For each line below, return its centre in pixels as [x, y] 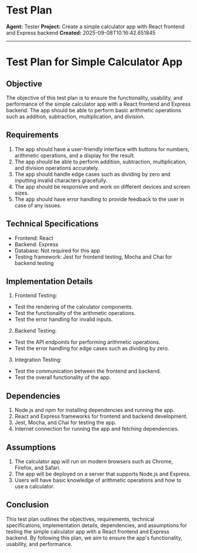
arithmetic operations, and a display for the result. [75, 155]
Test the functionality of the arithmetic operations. [75, 313]
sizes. [22, 193]
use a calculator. [34, 486]
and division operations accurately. [57, 167]
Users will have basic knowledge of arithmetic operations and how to [98, 480]
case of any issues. [38, 205]
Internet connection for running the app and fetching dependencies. [97, 429]
